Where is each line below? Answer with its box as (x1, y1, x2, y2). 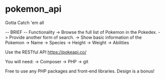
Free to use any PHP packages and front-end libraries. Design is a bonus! (5, 68, 155, 74)
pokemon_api (5, 3, 62, 15)
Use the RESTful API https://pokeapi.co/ (5, 49, 86, 55)
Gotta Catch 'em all (5, 20, 44, 26)
